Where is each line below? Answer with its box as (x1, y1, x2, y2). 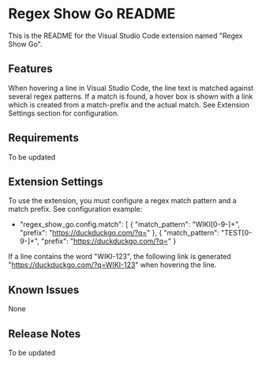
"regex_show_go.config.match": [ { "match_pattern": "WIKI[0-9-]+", (19, 220, 241, 229)
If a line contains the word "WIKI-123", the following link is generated (8, 252, 231, 262)
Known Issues (8, 283, 80, 296)
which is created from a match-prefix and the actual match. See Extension (8, 100, 250, 109)
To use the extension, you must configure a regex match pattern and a (8, 196, 237, 205)
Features (8, 62, 53, 76)
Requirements (8, 131, 79, 145)
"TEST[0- (220, 228, 253, 238)
